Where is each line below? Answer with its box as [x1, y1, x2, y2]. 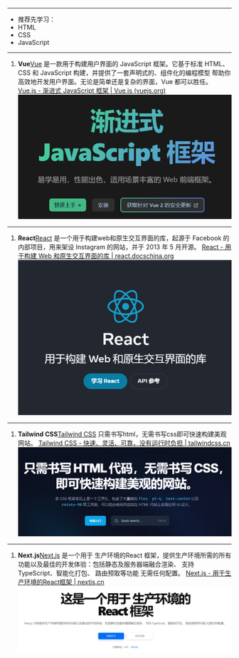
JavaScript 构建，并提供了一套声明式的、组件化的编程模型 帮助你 [40, 68, 231, 77]
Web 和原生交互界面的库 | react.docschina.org [38, 252, 174, 260]
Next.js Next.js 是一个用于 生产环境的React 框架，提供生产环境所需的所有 [17, 550, 232, 560]
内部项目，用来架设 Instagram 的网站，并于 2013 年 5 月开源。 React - [17, 243, 224, 252]
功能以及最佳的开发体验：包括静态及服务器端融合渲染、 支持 [17, 560, 194, 568]
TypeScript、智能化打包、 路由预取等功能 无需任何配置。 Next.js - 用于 [17, 568, 225, 577]
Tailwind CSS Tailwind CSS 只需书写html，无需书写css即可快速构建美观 [17, 430, 227, 438]
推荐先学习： [17, 15, 55, 24]
